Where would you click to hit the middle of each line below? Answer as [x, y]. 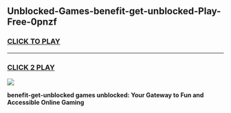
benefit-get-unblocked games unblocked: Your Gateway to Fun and [106, 95]
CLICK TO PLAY [34, 42]
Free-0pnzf [32, 22]
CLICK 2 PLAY [31, 67]
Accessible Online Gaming [46, 102]
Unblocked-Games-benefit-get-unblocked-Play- [114, 11]
